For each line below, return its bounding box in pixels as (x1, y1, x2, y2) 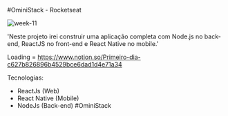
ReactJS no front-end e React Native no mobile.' (21, 40, 159, 47)
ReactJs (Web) (17, 87, 60, 95)
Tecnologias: (7, 73, 44, 82)
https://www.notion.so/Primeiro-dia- (37, 53, 142, 61)
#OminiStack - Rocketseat (7, 6, 82, 14)
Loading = (7, 53, 37, 61)
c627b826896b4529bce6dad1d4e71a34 (7, 60, 122, 68)
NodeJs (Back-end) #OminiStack (17, 102, 112, 109)
